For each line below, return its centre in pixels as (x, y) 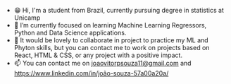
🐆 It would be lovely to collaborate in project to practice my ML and (111, 40)
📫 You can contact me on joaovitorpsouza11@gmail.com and (102, 63)
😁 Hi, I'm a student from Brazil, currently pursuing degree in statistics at (119, 10)
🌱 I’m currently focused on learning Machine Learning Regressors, (110, 25)
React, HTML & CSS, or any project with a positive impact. (98, 55)
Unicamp (27, 18)
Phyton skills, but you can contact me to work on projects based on (112, 48)
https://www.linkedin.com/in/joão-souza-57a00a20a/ (91, 73)
